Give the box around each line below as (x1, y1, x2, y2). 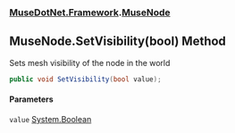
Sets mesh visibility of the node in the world (9, 57, 171, 68)
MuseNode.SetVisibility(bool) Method (9, 34, 226, 49)
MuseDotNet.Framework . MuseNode (9, 6, 172, 19)
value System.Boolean (9, 113, 92, 124)
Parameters (9, 94, 54, 104)
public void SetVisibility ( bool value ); (9, 74, 163, 84)
